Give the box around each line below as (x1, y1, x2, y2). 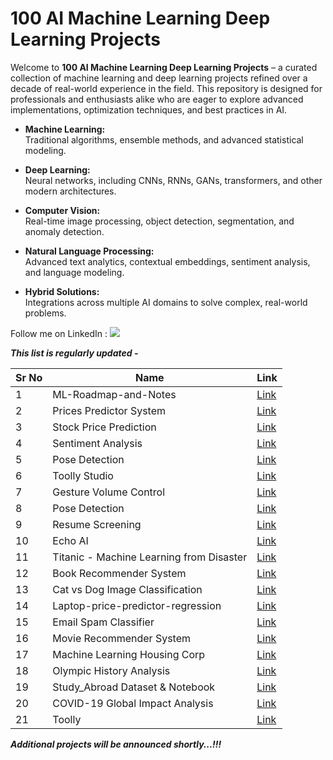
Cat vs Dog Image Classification (52, 582, 203, 596)
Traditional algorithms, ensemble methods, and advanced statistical (24, 133, 304, 146)
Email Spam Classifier (52, 615, 155, 629)
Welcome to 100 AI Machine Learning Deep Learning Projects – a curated (10, 61, 318, 73)
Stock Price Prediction (52, 420, 157, 434)
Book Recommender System (52, 566, 187, 580)
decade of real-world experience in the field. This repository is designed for (10, 82, 323, 94)
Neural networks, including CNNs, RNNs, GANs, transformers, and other (24, 174, 323, 186)
